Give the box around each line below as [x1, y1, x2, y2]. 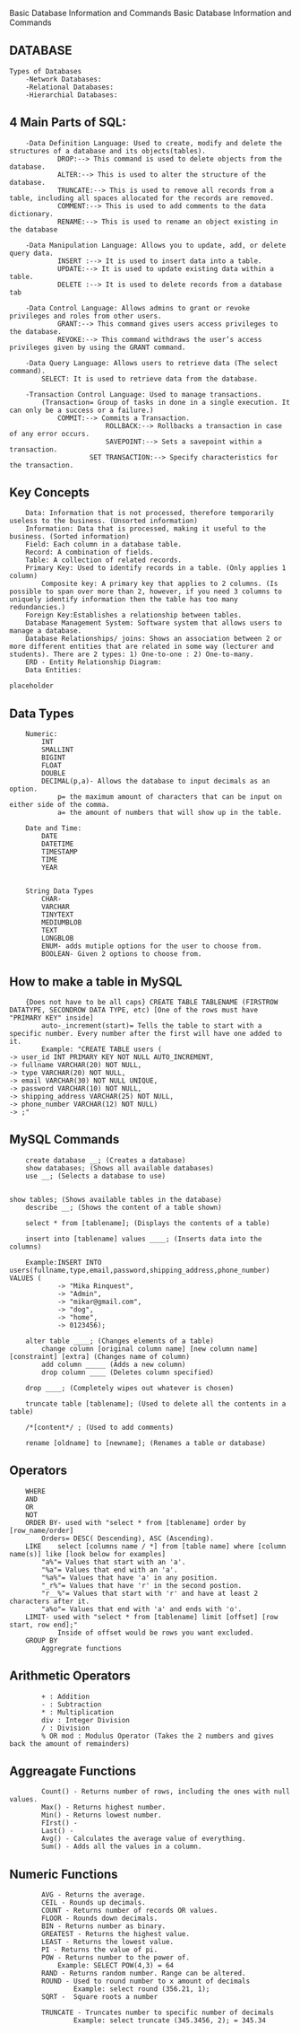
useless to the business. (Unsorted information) [9, 516, 199, 526]
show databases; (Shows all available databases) [25, 1163, 215, 1172]
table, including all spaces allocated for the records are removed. [9, 193, 275, 203]
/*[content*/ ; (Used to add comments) [25, 1423, 175, 1432]
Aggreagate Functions [9, 1763, 137, 1778]
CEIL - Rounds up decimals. [41, 1898, 146, 1907]
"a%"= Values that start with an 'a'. [41, 1557, 186, 1566]
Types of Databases [9, 66, 82, 75]
